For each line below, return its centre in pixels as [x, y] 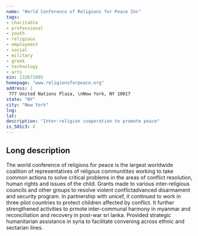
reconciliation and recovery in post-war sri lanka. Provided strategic [89, 215]
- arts [14, 72]
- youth [16, 34]
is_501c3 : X [21, 127]
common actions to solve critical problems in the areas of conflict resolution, [99, 177]
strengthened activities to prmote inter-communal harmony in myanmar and [98, 209]
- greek [16, 61]
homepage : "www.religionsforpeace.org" [55, 83]
